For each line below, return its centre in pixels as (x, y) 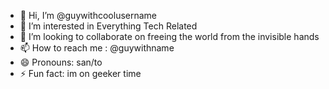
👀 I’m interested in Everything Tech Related (108, 26)
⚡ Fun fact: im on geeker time (80, 73)
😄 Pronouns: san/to (61, 62)
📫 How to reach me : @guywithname (97, 48)
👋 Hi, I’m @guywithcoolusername (88, 15)
